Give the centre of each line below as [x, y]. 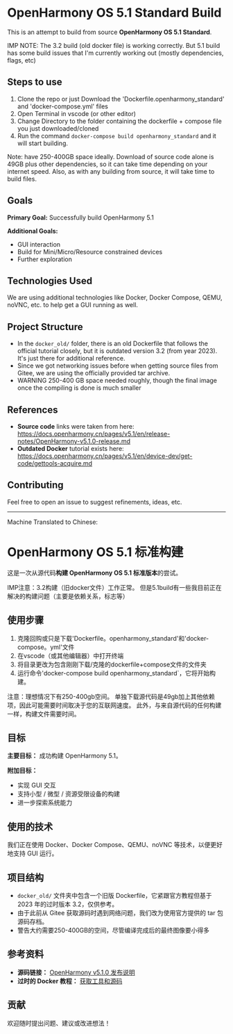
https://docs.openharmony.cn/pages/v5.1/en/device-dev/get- [105, 456]
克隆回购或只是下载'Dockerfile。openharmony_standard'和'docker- [113, 638]
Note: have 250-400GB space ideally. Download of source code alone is [111, 156]
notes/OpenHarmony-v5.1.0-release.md [74, 441]
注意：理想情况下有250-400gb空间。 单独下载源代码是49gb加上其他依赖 [111, 696]
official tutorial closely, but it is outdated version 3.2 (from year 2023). [117, 351]
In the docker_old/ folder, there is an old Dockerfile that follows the [113, 344]
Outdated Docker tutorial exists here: [70, 449]
